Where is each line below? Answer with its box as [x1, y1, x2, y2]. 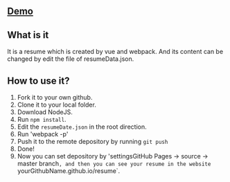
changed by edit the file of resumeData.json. [7, 55, 134, 63]
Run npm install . [17, 116, 67, 124]
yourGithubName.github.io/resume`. [17, 167, 121, 175]
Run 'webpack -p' [17, 130, 69, 138]
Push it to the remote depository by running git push [17, 138, 168, 146]
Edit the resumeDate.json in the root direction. [17, 122, 147, 131]
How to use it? [7, 75, 70, 87]
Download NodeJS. [17, 108, 73, 116]
